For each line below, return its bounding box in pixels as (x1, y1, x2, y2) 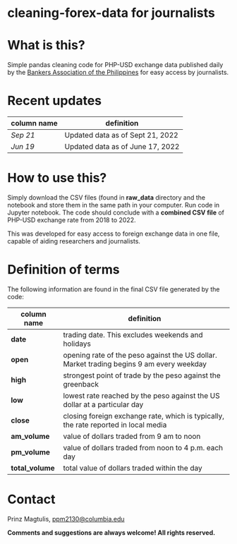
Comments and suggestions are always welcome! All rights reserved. (7, 528, 216, 537)
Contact (7, 492, 56, 507)
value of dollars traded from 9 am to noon (63, 431, 201, 441)
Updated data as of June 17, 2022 (64, 142, 180, 152)
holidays (63, 339, 92, 349)
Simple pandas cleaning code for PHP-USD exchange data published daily (7, 61, 224, 69)
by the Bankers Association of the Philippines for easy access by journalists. (7, 68, 229, 77)
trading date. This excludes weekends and (63, 330, 203, 339)
